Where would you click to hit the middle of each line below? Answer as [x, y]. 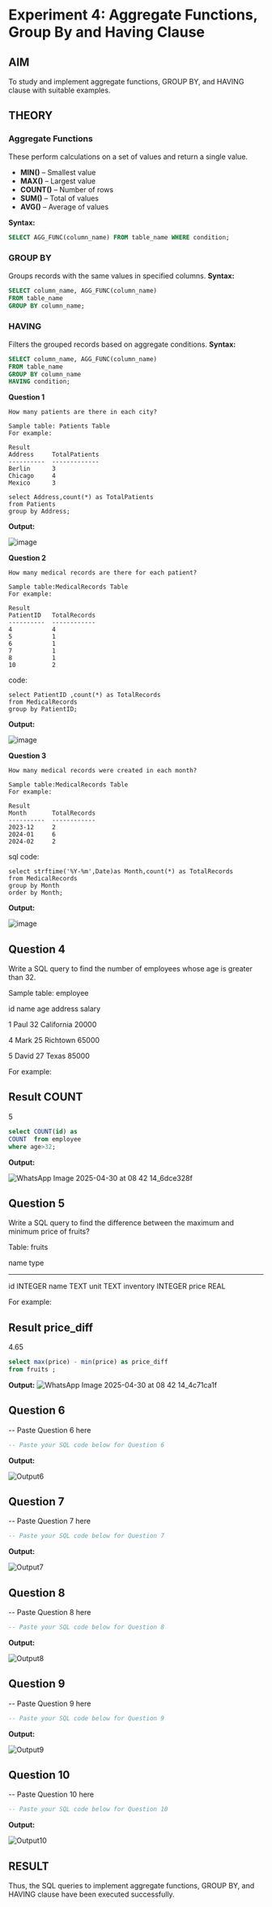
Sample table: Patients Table [59, 426]
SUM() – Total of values [59, 198]
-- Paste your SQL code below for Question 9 [86, 1718]
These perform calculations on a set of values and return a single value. [128, 157]
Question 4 [37, 949]
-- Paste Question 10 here [51, 1794]
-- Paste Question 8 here [50, 1612]
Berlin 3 [32, 469]
